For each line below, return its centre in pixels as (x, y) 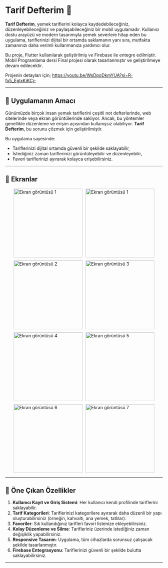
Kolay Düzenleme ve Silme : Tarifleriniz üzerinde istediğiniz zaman (81, 529)
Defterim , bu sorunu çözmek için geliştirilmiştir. (54, 129)
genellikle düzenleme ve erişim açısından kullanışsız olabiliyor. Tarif (75, 123)
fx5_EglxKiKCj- (21, 80)
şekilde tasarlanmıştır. (35, 545)
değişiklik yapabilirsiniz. (37, 535)
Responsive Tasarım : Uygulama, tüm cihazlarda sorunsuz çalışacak (82, 540)
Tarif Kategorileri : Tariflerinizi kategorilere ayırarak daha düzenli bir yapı (87, 513)
